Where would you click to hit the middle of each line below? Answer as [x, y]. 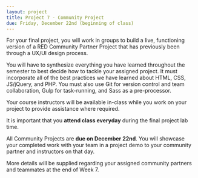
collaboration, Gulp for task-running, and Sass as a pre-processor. [89, 91]
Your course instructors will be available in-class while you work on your [97, 102]
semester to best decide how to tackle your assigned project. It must [92, 71]
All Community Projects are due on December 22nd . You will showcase [95, 139]
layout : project [27, 12]
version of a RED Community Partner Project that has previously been [93, 47]
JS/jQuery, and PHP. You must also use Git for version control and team [95, 84]
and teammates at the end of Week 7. [53, 170]
